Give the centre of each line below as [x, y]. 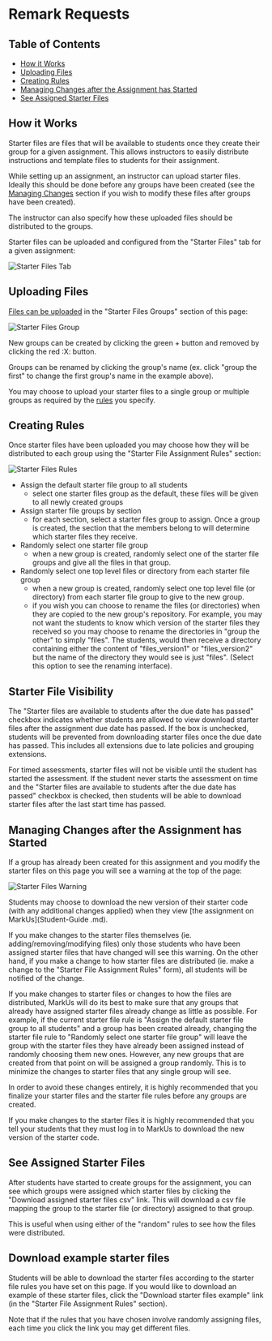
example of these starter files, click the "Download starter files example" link [136, 1295]
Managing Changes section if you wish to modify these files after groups [130, 193]
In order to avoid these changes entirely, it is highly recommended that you [133, 1087]
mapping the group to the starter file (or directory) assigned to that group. [132, 1208]
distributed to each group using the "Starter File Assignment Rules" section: [135, 453]
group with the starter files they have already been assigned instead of [126, 1046]
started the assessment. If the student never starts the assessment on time [133, 779]
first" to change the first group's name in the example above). [111, 376]
